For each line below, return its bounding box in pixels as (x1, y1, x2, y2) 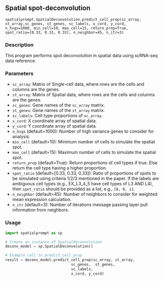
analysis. (12, 134, 30, 140)
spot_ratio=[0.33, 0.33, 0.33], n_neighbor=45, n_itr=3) (5, 30, 124, 35)
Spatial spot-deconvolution (5, 4, 91, 12)
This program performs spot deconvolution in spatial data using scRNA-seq (5, 53, 158, 59)
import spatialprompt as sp (5, 230, 63, 236)
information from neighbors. (12, 207, 69, 213)
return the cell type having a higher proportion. (12, 165, 107, 171)
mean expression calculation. (12, 197, 72, 203)
